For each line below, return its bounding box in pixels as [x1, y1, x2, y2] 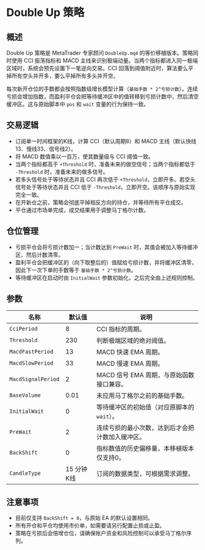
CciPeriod [9, 325, 38, 332]
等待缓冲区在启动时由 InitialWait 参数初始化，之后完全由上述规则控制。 [15, 273, 198, 281]
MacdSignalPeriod [9, 376, 60, 383]
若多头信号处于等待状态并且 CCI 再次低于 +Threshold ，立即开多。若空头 [15, 176, 196, 183]
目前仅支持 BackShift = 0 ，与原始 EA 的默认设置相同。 [15, 515, 154, 522]
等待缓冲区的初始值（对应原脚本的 [96, 403, 195, 412]
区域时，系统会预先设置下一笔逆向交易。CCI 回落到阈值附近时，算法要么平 [6, 65, 194, 72]
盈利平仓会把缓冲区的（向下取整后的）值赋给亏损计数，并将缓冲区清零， [15, 258, 197, 266]
